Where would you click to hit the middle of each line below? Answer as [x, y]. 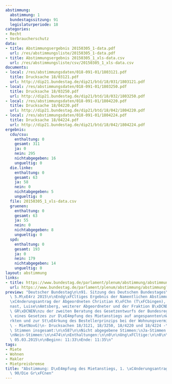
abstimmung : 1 [25, 15]
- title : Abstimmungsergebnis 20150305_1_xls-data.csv [65, 58]
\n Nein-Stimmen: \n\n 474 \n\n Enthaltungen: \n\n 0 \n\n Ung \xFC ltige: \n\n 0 [85, 335]
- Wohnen [15, 354]
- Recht [14, 34]
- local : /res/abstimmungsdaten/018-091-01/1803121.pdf [66, 72]
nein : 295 [25, 154]
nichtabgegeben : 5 [34, 192]
